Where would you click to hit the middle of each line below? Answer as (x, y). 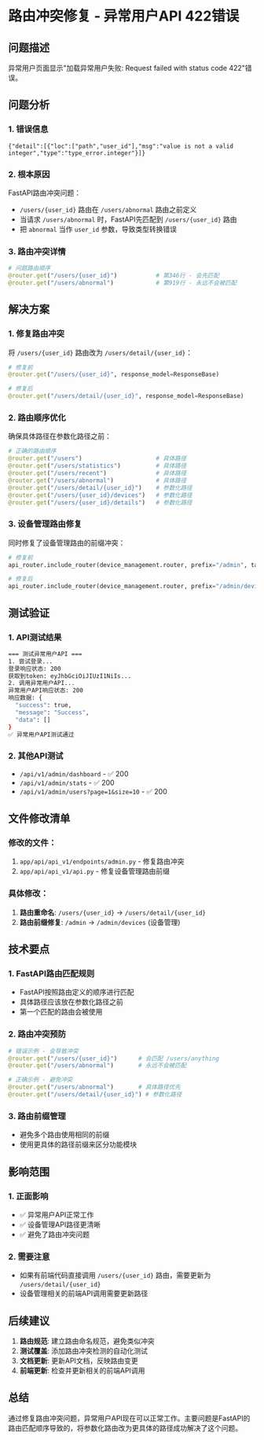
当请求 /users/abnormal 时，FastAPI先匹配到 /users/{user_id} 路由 (128, 219)
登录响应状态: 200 (35, 668)
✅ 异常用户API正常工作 (57, 1214)
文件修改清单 (39, 819)
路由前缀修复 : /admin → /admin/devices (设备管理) (100, 922)
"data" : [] (33, 720)
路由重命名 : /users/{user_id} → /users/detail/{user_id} (113, 912)
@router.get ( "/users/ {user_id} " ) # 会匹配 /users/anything (114, 1059)
